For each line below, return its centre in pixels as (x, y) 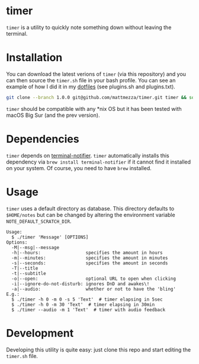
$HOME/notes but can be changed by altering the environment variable (91, 215)
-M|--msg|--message (36, 247)
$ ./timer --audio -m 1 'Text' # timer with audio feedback (89, 309)
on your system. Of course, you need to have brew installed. (79, 168)
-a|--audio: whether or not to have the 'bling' (94, 289)
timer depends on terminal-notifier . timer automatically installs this (88, 155)
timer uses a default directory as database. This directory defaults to (90, 208)
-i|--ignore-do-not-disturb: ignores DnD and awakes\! (81, 284)
